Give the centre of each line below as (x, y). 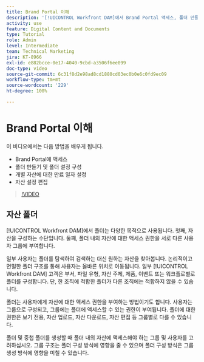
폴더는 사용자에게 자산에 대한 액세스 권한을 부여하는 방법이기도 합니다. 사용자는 (100, 302)
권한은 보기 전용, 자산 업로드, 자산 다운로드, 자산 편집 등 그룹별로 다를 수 (91, 317)
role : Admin (21, 40)
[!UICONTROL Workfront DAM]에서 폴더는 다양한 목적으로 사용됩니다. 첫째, (97, 230)
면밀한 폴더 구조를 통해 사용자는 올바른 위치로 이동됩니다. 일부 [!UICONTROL (97, 266)
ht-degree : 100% (27, 91)
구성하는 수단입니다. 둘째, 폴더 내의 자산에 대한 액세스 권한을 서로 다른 (100, 238)
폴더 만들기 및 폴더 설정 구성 (48, 166)
